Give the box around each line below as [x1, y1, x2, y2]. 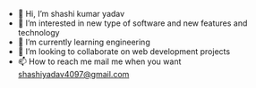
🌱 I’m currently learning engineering [17, 36, 150, 47]
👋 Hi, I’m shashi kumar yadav [17, 9, 125, 19]
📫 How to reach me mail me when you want [17, 56, 182, 67]
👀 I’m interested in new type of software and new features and [17, 18, 248, 28]
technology [17, 28, 60, 37]
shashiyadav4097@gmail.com [17, 69, 130, 79]
